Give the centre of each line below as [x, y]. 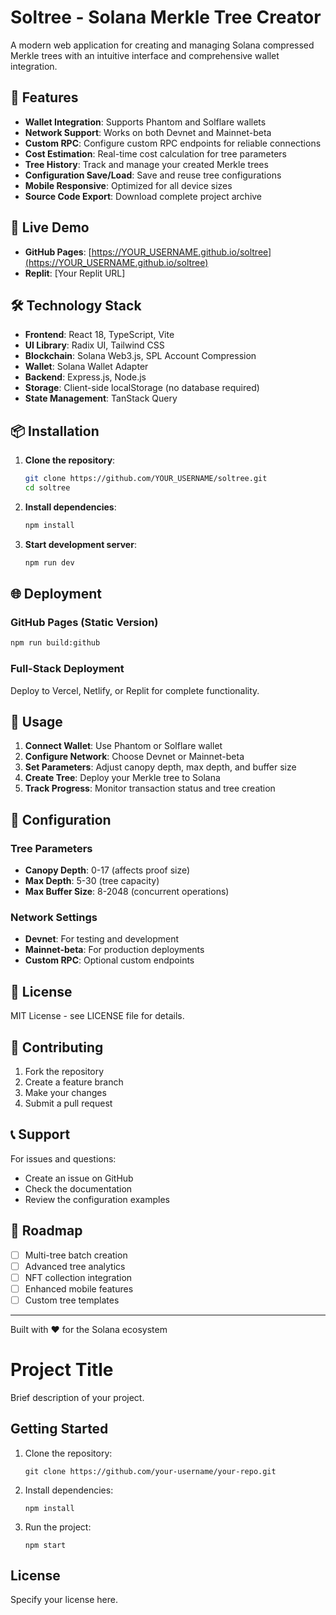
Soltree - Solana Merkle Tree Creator [166, 17]
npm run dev [49, 562]
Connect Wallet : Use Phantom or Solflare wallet [123, 746]
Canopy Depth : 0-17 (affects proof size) [107, 870]
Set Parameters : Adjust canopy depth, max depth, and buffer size [160, 767]
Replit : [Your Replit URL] [75, 273]
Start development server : [80, 544]
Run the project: [58, 1527]
